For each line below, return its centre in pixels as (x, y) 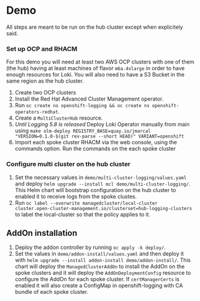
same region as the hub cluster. (45, 81)
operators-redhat (37, 112)
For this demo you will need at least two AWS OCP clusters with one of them (100, 62)
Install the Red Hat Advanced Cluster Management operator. (89, 99)
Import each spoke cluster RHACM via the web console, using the (96, 142)
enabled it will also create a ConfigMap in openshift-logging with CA (99, 285)
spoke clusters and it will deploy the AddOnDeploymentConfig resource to (103, 273)
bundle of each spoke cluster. (51, 292)
